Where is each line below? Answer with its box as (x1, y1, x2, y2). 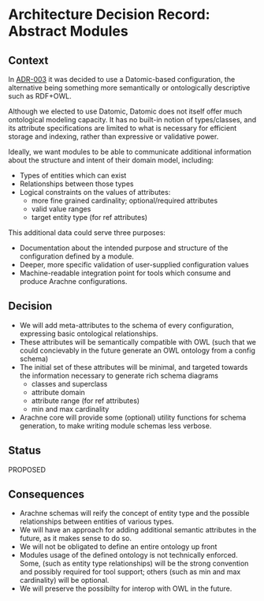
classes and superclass (31, 379, 108, 388)
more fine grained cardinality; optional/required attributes (31, 196, 218, 205)
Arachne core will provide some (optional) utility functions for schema (19, 412, 247, 422)
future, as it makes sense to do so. (19, 534, 132, 543)
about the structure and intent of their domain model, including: (8, 155, 214, 165)
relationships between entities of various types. (19, 517, 174, 526)
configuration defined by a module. (19, 252, 134, 261)
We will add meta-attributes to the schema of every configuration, (19, 320, 234, 330)
